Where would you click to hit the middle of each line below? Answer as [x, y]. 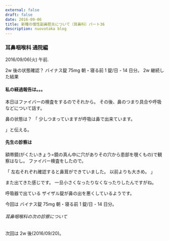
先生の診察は [18, 142]
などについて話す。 [25, 108]
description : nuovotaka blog [36, 29]
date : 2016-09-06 [24, 19]
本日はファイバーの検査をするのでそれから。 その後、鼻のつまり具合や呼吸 [83, 102]
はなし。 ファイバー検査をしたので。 [48, 161]
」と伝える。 [18, 130]
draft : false [19, 15]
